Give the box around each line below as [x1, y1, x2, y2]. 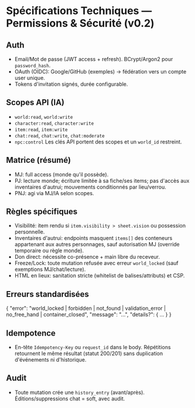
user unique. [14, 75, 45, 81]
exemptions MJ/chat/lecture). [14, 266, 86, 273]
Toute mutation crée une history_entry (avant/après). [14, 389, 145, 396]
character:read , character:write [14, 119, 94, 126]
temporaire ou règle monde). [14, 247, 84, 254]
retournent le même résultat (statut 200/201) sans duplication [14, 350, 163, 357]
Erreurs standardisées [6, 289, 90, 299]
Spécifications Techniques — [6, 4, 152, 18]
